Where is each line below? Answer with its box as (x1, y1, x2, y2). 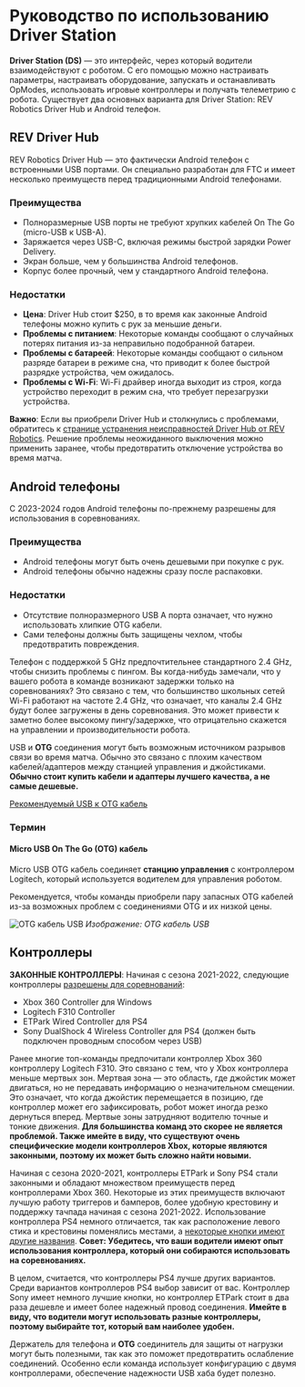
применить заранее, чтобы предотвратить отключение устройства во (9, 443, 284, 454)
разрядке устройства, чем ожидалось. (22, 367, 175, 378)
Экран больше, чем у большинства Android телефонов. (22, 256, 239, 267)
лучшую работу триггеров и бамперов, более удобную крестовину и (9, 1196, 279, 1207)
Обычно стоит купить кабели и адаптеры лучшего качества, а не (9, 771, 270, 781)
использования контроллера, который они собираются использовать (9, 1245, 290, 1256)
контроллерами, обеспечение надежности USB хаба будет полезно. (9, 1367, 276, 1378)
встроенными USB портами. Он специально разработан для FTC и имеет (9, 163, 296, 174)
